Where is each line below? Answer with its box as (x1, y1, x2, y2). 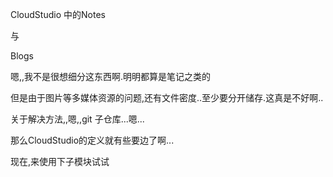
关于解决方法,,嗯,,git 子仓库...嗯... (10, 113, 145, 125)
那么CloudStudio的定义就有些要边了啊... (10, 134, 175, 146)
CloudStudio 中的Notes (10, 9, 106, 20)
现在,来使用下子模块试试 (10, 156, 110, 167)
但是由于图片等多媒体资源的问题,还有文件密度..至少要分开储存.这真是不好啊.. (10, 92, 324, 103)
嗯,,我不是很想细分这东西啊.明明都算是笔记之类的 (10, 71, 212, 82)
